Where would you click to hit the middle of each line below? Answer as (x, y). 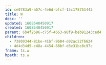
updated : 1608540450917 (29, 23)
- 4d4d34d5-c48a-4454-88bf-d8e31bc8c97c (51, 46)
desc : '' (14, 19)
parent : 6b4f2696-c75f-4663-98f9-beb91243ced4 (53, 32)
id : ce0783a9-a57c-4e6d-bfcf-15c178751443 (49, 10)
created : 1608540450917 (29, 28)
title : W (14, 14)
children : (15, 37)
